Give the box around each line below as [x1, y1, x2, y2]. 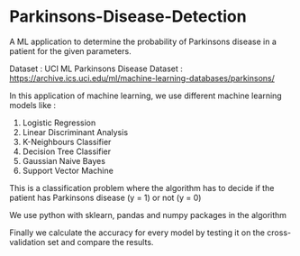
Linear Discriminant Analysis [22, 126, 129, 137]
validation [9, 236, 46, 247]
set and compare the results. [47, 236, 154, 247]
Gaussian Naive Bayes [22, 155, 106, 166]
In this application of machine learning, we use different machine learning [9, 90, 282, 101]
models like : [9, 99, 57, 110]
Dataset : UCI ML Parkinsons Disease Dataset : [9, 63, 183, 74]
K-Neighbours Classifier [22, 136, 112, 147]
